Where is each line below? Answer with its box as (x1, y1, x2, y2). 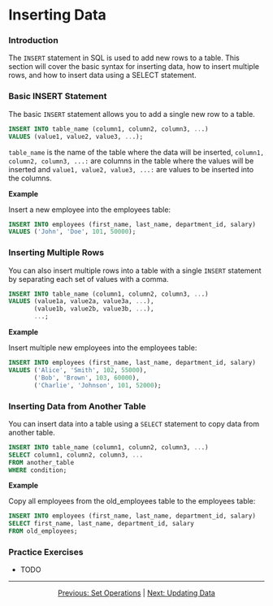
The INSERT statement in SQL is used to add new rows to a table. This (8, 53, 240, 63)
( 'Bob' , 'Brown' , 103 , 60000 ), (33, 374, 140, 382)
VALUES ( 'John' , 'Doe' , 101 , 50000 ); (8, 227, 136, 236)
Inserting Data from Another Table (8, 400, 146, 412)
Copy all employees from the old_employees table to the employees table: (8, 496, 256, 506)
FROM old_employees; (8, 527, 79, 535)
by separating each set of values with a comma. (8, 274, 169, 284)
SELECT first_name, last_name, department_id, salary (8, 520, 195, 528)
